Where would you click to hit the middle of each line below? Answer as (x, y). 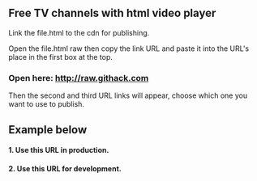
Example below (48, 130)
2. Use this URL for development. (65, 168)
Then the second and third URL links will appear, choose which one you (128, 95)
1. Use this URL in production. (59, 150)
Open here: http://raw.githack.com (79, 78)
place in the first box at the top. (61, 57)
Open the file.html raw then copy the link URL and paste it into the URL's (129, 48)
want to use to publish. (47, 104)
